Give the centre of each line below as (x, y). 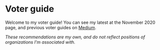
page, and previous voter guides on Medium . (51, 27)
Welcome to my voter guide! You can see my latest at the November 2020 (80, 22)
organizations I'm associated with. (40, 42)
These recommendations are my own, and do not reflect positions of (75, 37)
